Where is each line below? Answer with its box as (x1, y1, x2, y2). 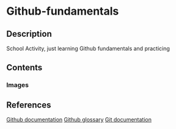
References (6, 100, 51, 110)
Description (6, 29, 52, 39)
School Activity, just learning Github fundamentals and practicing (6, 45, 170, 52)
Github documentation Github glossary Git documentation (6, 116, 152, 123)
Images (6, 81, 29, 89)
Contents (6, 62, 43, 73)
